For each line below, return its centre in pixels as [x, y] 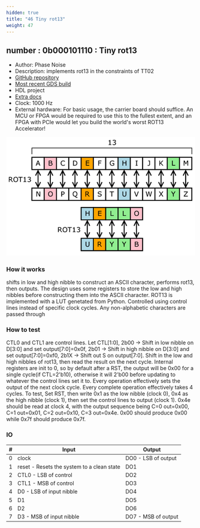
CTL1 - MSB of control [46, 484]
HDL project [30, 91]
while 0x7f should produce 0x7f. [46, 419]
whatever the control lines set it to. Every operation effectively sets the [93, 381]
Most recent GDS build [43, 84]
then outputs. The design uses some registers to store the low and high [94, 289]
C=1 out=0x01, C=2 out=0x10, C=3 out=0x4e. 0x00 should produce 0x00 [97, 413]
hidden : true [22, 13]
